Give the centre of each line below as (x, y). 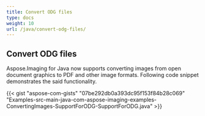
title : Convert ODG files (39, 12)
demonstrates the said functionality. (51, 82)
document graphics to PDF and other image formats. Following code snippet (102, 75)
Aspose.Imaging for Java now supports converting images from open (94, 68)
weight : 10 (20, 23)
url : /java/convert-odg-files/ (46, 29)
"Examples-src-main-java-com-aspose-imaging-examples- (82, 100)
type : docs (20, 18)
